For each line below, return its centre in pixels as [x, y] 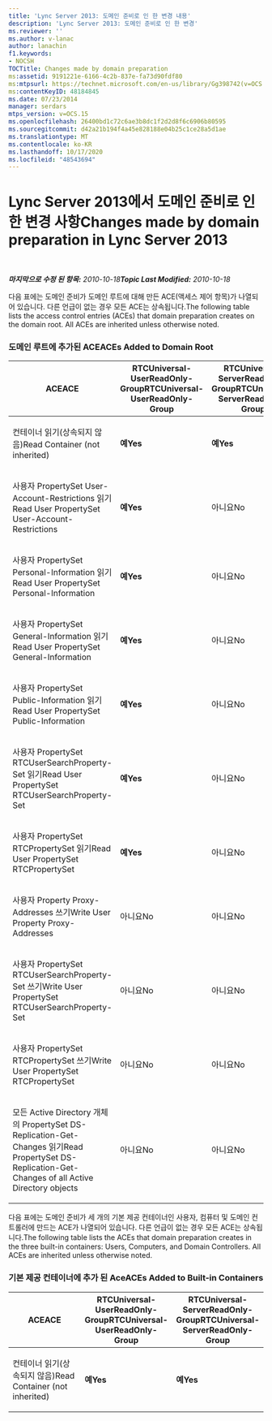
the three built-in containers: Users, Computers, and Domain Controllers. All [135, 1246]
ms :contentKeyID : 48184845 [54, 91]
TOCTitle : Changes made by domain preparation [88, 69]
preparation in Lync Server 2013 [118, 240]
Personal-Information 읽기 [62, 572]
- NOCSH [21, 62]
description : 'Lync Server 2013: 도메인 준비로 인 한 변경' [103, 24]
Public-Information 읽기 [57, 701]
